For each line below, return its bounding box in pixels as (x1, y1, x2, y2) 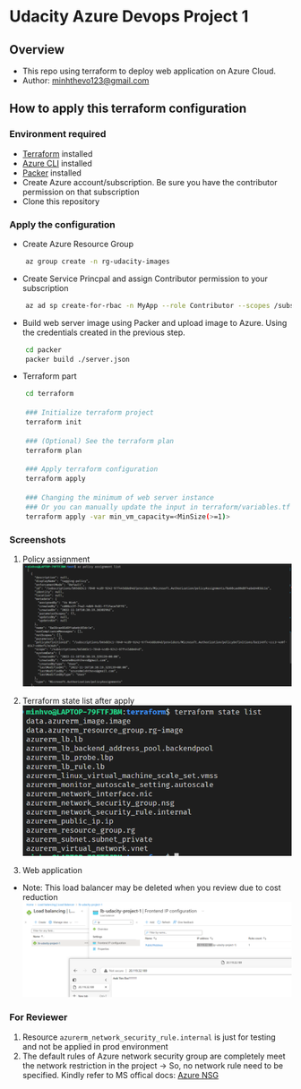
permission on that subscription (21, 186, 140, 197)
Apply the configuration (9, 218, 116, 230)
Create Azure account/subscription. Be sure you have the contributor (21, 176, 278, 187)
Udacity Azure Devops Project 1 (9, 6, 249, 27)
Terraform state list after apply (21, 696, 135, 707)
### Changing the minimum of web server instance (25, 493, 215, 502)
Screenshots (9, 533, 66, 545)
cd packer (25, 345, 63, 355)
